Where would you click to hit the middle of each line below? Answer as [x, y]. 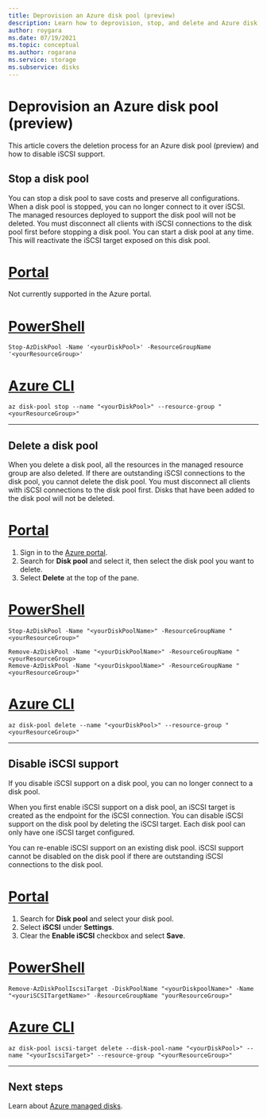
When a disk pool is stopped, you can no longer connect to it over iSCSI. [127, 206]
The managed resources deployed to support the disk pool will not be [122, 214]
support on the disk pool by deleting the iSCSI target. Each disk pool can [127, 823]
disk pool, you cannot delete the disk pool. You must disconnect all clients [129, 482]
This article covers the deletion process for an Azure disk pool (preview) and [133, 145]
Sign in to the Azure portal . [64, 553]
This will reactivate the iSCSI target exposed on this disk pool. [109, 240]
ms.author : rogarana [43, 52]
